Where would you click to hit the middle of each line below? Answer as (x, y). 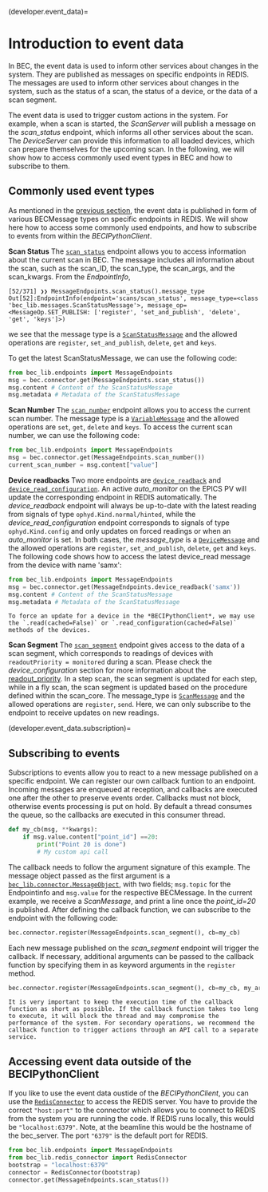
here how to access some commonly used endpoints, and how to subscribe (133, 227)
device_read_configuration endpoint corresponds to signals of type (119, 523)
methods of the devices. (49, 630)
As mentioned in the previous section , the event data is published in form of (133, 210)
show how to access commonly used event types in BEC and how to (120, 157)
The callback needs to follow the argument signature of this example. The (129, 867)
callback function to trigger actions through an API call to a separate (134, 1030)
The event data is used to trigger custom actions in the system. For (118, 115)
